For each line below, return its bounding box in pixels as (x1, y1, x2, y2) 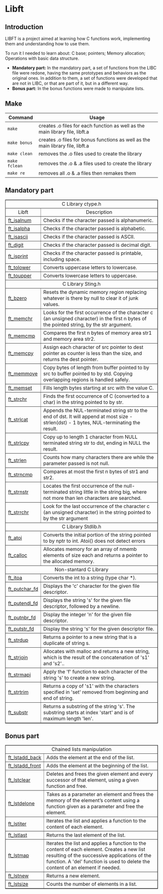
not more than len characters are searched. (43, 494, 142, 501)
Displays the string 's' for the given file (43, 597, 131, 603)
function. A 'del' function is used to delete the (46, 858, 150, 865)
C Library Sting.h (62, 280, 101, 287)
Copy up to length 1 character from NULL (43, 433, 138, 440)
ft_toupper (8, 272, 32, 279)
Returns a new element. (46, 873, 100, 879)
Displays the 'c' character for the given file (43, 583, 140, 589)
